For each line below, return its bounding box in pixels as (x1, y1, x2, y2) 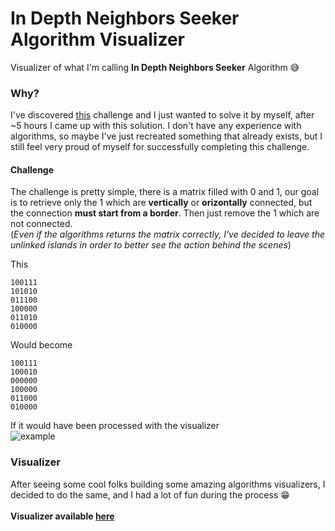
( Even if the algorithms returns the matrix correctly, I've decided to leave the (10, 228, 326, 241)
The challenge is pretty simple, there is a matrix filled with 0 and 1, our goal (10, 186, 320, 198)
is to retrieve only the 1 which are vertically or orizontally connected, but (10, 197, 313, 209)
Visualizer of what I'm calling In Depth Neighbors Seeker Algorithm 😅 (10, 61, 300, 73)
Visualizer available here (10, 510, 115, 522)
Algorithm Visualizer (10, 28, 186, 51)
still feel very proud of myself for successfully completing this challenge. (10, 141, 310, 153)
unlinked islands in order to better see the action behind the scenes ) (10, 239, 292, 251)
